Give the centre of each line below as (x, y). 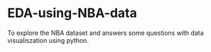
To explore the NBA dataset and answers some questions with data (105, 33)
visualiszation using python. (48, 40)
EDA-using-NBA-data (72, 13)
